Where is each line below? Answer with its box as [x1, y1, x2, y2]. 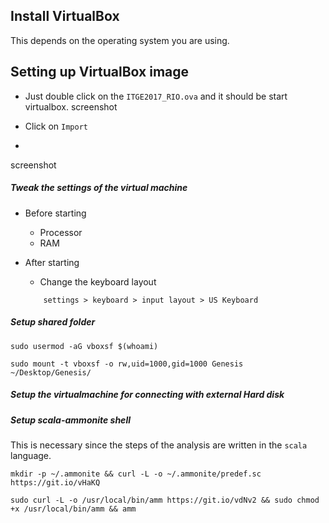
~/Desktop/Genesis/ [10, 367, 92, 378]
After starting [24, 256, 80, 268]
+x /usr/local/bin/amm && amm [10, 504, 137, 514]
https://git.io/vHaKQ [10, 477, 101, 488]
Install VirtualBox [10, 8, 120, 25]
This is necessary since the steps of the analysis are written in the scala [10, 439, 308, 451]
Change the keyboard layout [39, 275, 157, 288]
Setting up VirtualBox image [10, 64, 190, 81]
